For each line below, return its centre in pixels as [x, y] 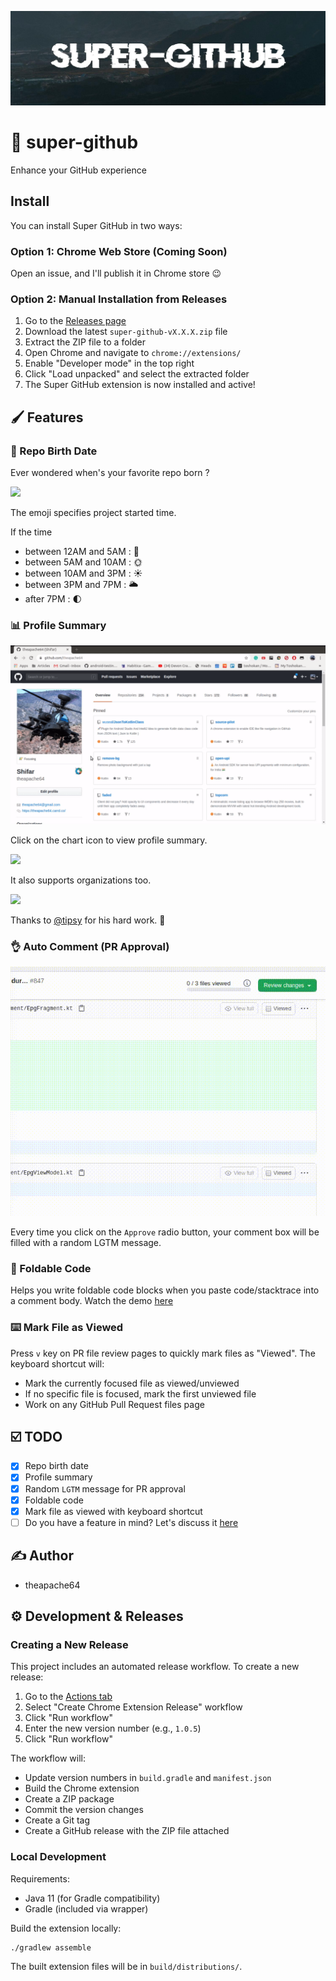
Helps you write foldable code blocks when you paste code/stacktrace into [165, 1290]
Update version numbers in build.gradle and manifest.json [148, 1778]
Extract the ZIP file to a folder [85, 342]
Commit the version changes [84, 1810]
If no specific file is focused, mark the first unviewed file [140, 1393]
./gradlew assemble [51, 1947]
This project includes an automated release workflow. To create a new [155, 1667]
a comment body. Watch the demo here [92, 1301]
